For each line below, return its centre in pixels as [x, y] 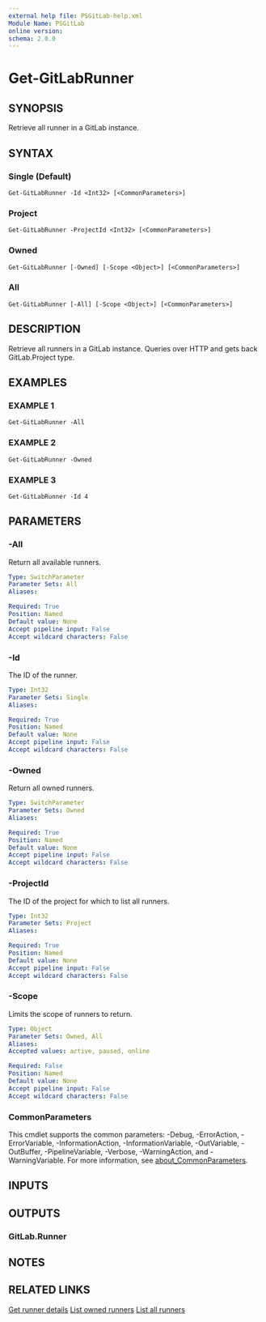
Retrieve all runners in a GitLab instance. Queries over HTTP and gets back [133, 348]
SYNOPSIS [36, 108]
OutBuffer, [25, 1151]
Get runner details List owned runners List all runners [97, 1309]
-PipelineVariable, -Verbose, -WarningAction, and [126, 1151]
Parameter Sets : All [43, 584]
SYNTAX [31, 153]
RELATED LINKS [49, 1290]
